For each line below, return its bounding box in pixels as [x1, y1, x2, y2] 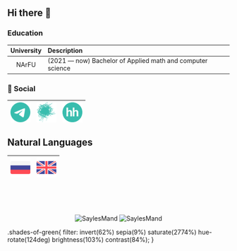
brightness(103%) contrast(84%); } [51, 235, 154, 244]
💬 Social [7, 83, 36, 93]
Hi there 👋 [7, 7, 51, 19]
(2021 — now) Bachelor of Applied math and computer [47, 57, 208, 65]
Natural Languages [7, 136, 93, 148]
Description [47, 47, 83, 55]
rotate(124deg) [7, 235, 51, 244]
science [47, 64, 71, 73]
